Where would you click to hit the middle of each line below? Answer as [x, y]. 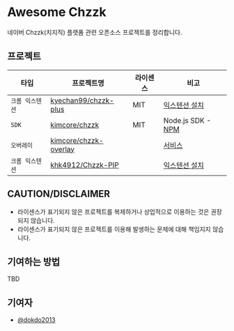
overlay [63, 149]
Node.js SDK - [187, 121]
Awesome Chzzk [57, 12]
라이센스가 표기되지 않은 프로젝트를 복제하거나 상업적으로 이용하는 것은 [113, 211]
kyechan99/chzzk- [82, 100]
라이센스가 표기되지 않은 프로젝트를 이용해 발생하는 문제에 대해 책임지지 [114, 229]
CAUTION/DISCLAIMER [58, 194]
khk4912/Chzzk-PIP [85, 164]
